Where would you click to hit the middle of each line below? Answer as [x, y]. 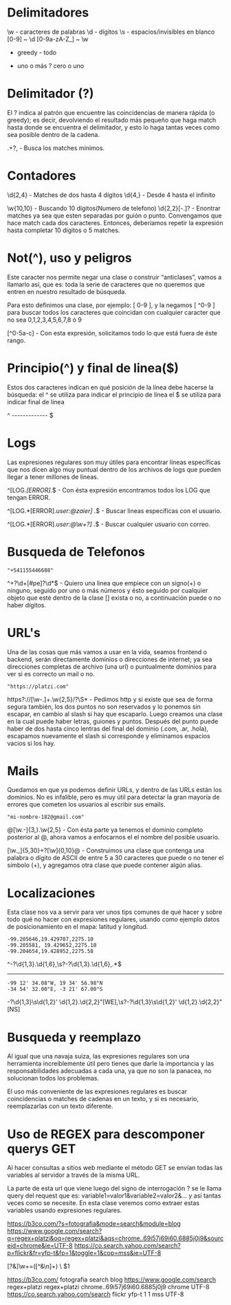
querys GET [42, 1149]
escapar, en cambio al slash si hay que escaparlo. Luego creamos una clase [115, 713]
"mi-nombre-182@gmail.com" [46, 817]
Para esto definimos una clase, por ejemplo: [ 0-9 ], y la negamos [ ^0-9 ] [111, 305]
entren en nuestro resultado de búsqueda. [67, 291]
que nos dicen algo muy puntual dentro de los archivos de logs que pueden [114, 469]
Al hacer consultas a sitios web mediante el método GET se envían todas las [115, 1168]
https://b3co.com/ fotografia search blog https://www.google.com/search [112, 1280]
